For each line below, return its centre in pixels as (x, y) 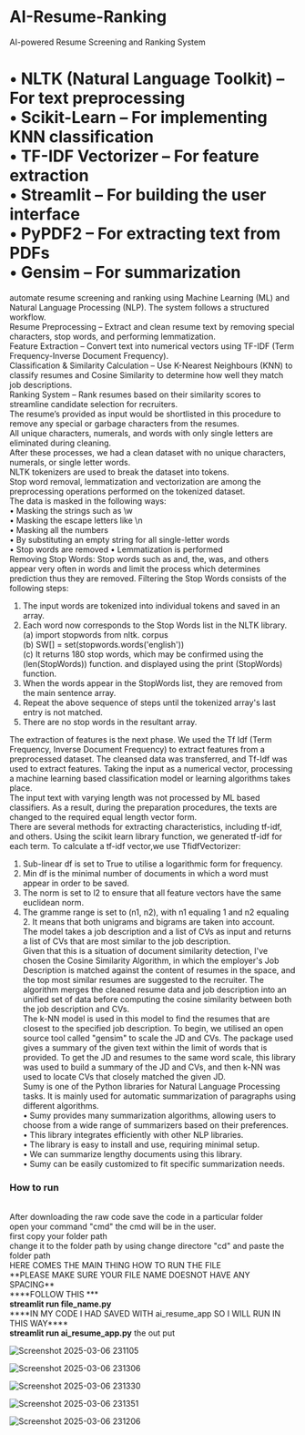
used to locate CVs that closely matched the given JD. (124, 1076)
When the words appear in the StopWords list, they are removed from (152, 683)
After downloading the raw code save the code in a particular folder (137, 1217)
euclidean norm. (53, 902)
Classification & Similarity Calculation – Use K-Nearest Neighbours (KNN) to (151, 365)
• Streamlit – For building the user (138, 195)
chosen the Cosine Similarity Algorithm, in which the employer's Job (151, 960)
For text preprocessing (97, 98)
